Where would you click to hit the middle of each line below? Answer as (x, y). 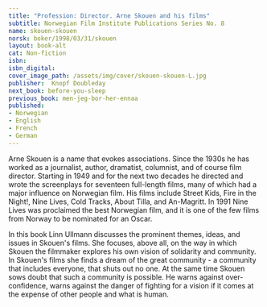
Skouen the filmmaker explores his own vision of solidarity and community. (132, 251)
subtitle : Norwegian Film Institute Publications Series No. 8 (117, 23)
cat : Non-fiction (37, 53)
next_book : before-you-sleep (57, 91)
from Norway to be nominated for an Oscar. (80, 218)
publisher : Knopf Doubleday (57, 83)
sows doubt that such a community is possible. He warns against (116, 277)
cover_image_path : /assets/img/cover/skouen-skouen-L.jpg (107, 76)
